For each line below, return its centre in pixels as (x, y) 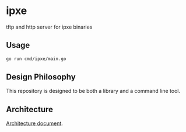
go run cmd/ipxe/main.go (36, 59)
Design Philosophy (41, 77)
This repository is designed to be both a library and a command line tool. (93, 91)
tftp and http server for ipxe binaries (49, 27)
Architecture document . (34, 123)
